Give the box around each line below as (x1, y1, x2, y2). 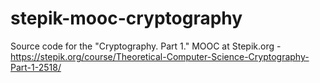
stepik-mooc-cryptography (10, 7, 243, 30)
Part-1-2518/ (10, 61, 62, 73)
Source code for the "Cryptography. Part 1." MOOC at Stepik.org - (10, 40, 282, 52)
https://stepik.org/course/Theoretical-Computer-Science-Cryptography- (10, 50, 310, 62)
